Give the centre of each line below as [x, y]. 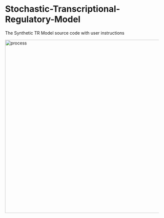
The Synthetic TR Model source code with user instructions [65, 33]
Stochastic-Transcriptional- [63, 9]
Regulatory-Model [43, 19]
